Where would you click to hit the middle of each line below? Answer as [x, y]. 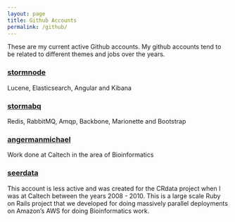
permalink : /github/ [38, 27]
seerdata [23, 173]
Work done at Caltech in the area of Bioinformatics [81, 155]
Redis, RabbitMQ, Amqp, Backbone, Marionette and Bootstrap [97, 121]
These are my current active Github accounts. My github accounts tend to [114, 47]
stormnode [27, 72]
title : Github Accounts [42, 20]
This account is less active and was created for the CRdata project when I [114, 188]
